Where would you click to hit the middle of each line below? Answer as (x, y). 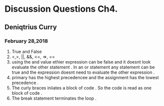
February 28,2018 (26, 41)
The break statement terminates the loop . (54, 98)
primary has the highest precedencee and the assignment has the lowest (85, 77)
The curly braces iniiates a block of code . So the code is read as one (82, 88)
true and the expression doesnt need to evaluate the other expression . (83, 72)
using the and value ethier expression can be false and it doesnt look (81, 62)
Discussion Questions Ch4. (61, 9)
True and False (27, 51)
